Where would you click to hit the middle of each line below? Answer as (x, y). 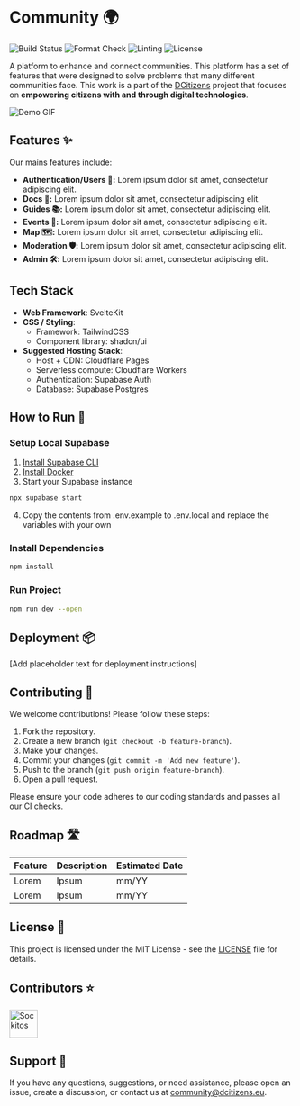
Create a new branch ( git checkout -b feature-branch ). (127, 741)
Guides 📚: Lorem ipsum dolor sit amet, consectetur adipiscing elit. (146, 209)
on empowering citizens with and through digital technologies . (129, 95)
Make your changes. (60, 751)
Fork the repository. (59, 731)
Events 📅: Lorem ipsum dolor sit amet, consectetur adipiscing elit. (145, 222)
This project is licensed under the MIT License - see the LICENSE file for (143, 949)
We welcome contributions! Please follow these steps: (109, 714)
